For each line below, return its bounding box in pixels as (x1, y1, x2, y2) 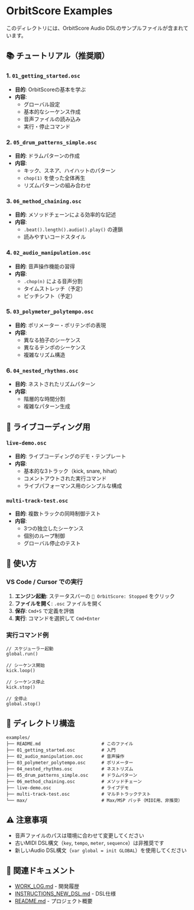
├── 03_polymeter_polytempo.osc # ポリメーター (6, 760, 134, 766)
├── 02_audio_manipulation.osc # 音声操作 (6, 753, 125, 759)
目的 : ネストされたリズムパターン (14, 381, 96, 388)
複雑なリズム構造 (23, 351, 66, 358)
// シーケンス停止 (6, 679, 46, 685)
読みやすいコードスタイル (23, 233, 86, 240)
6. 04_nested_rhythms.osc (6, 366, 79, 374)
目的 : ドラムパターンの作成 (14, 152, 80, 159)
